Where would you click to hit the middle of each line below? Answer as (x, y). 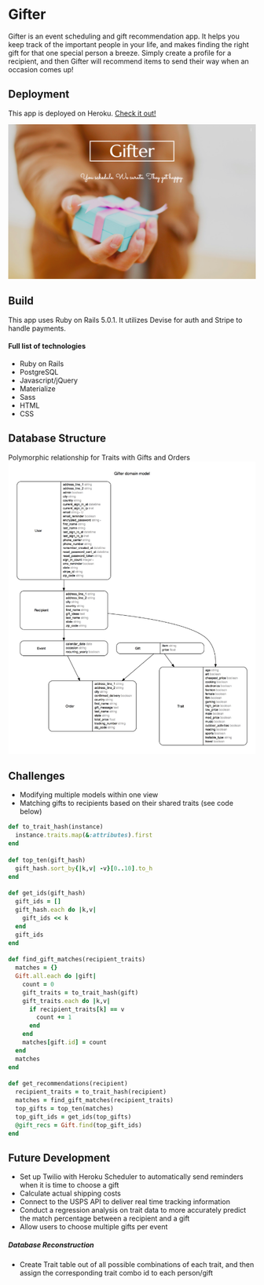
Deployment (39, 95)
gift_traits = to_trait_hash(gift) (81, 992)
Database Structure (57, 439)
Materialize (38, 388)
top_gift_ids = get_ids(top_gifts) (73, 1117)
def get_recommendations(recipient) (68, 1084)
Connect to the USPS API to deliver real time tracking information (125, 1202)
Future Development (59, 1157)
